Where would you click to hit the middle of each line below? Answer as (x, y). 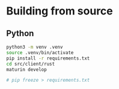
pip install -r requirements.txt (48, 58)
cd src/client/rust (31, 64)
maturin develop (26, 69)
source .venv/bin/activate (40, 52)
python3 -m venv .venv (35, 47)
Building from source (59, 11)
